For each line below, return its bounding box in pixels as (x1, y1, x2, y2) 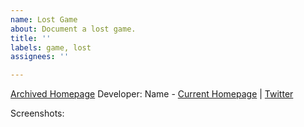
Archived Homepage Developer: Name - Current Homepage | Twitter (10, 88, 294, 100)
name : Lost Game (10, 14, 78, 25)
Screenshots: (10, 107, 65, 120)
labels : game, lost (10, 42, 92, 53)
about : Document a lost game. (10, 24, 137, 34)
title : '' (10, 33, 52, 43)
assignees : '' (10, 52, 70, 62)
